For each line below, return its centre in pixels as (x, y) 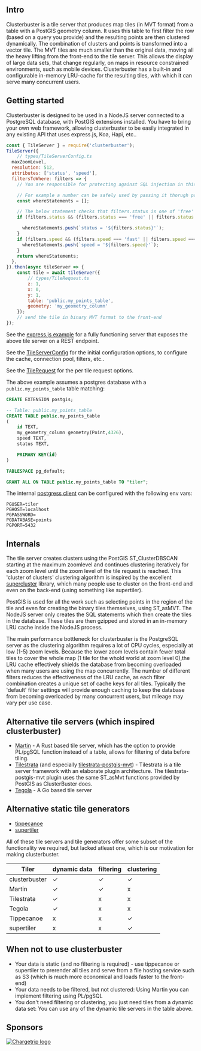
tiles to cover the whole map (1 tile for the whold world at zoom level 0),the (98, 658)
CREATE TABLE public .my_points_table (53, 416)
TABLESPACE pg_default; (36, 471)
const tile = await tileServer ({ (59, 273)
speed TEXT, (32, 438)
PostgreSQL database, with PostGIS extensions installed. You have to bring (99, 121)
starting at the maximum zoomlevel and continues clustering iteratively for (98, 565)
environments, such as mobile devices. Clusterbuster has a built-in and (94, 69)
